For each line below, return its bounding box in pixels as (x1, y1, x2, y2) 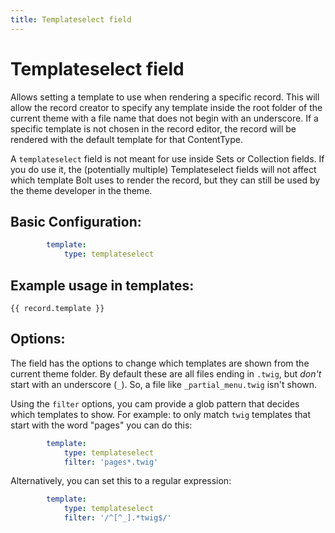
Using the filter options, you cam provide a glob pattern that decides (10, 397, 300, 410)
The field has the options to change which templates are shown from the (10, 357, 310, 369)
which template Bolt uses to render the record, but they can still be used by (10, 174, 321, 186)
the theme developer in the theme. (10, 184, 153, 196)
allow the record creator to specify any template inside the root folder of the (10, 101, 323, 113)
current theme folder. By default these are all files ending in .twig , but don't (10, 367, 322, 380)
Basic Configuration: (10, 213, 142, 230)
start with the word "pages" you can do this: (10, 419, 193, 431)
